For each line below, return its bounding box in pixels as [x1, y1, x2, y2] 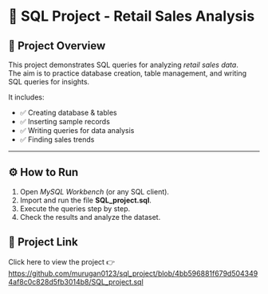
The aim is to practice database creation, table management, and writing [8, 69, 247, 78]
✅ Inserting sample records [19, 117, 110, 126]
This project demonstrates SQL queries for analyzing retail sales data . [8, 60, 239, 69]
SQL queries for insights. [8, 77, 90, 86]
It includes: [8, 92, 45, 102]
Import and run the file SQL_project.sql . [19, 195, 152, 205]
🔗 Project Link [8, 235, 78, 249]
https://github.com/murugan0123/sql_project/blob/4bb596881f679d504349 [8, 269, 258, 278]
